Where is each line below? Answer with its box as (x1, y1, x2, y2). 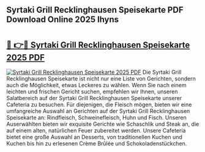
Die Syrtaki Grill (142, 68, 182, 76)
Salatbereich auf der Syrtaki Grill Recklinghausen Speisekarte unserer (6, 95, 182, 101)
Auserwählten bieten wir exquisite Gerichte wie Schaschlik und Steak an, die (6, 120, 199, 128)
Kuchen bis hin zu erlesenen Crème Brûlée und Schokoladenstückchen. (6, 140, 187, 147)
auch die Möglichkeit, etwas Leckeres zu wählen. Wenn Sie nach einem (6, 82, 187, 89)
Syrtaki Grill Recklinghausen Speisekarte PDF (6, 5, 184, 15)
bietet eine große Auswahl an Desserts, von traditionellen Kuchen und (6, 134, 182, 140)
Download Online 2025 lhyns (6, 15, 119, 25)
